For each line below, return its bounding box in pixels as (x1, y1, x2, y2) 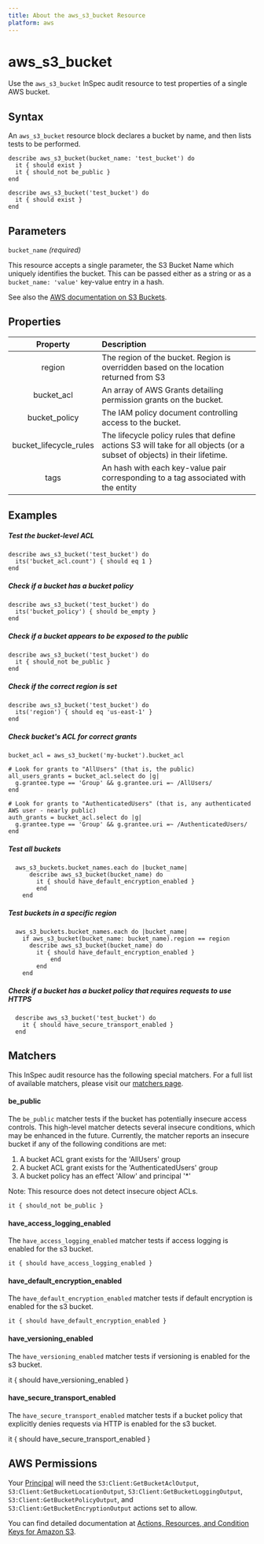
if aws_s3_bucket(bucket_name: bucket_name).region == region (22, 935, 230, 943)
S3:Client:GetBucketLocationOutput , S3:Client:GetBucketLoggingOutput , (8, 1486, 244, 1496)
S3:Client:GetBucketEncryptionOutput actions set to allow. (8, 1503, 198, 1512)
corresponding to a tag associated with (101, 472, 246, 483)
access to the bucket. (101, 417, 181, 428)
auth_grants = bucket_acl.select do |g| (8, 813, 143, 822)
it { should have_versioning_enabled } (8, 1375, 130, 1384)
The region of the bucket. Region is (101, 352, 231, 363)
